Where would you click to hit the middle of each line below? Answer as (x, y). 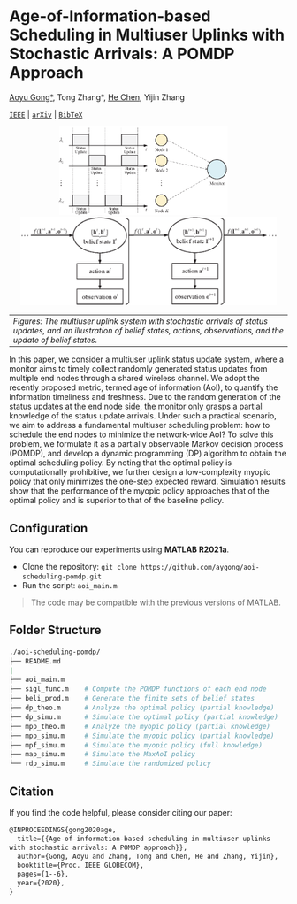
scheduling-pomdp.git (61, 577)
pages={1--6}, (43, 874)
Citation (32, 791)
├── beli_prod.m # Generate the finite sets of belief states (132, 699)
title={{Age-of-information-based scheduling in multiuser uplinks (144, 839)
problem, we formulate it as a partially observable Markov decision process (146, 444)
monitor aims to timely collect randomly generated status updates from (138, 369)
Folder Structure (55, 630)
